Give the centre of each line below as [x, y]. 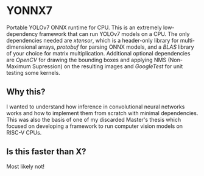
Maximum [19, 66]
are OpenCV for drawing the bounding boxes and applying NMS [86, 60]
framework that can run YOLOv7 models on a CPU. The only [114, 33]
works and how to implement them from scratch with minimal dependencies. [102, 113]
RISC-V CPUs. [24, 132]
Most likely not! [25, 166]
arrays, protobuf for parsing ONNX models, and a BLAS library [116, 47]
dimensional [22, 47]
